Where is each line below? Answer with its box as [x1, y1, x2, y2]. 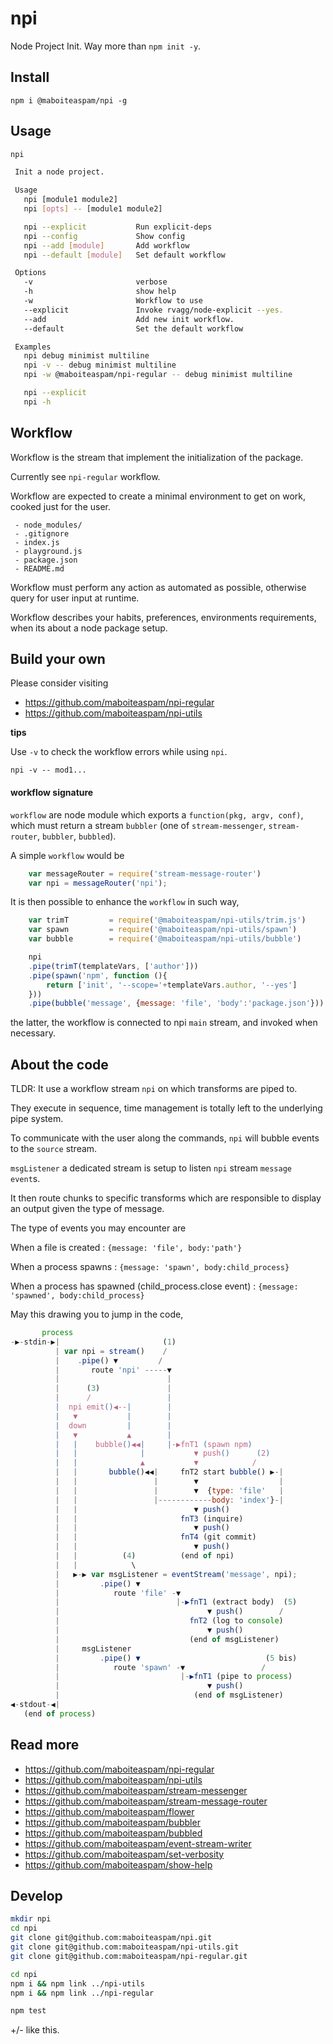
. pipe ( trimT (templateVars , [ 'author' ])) [28, 961, 199, 971]
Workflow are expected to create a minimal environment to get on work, [10, 490, 307, 502]
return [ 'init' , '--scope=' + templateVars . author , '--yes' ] [46, 980, 298, 990]
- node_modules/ [14, 520, 83, 530]
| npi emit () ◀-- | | [54, 1402, 172, 1412]
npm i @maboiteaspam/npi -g [10, 95, 128, 106]
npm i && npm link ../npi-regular [10, 1988, 155, 1998]
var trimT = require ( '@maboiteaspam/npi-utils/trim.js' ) [28, 915, 307, 926]
